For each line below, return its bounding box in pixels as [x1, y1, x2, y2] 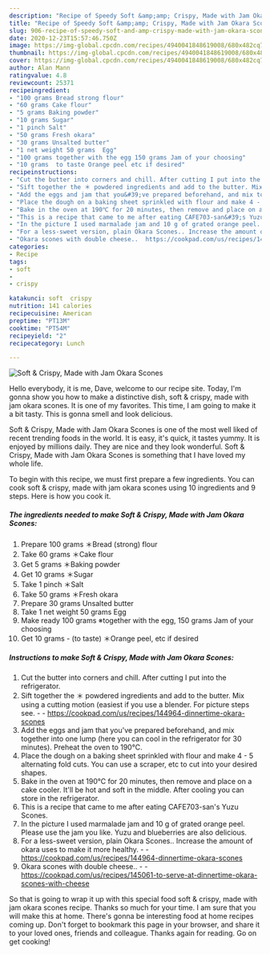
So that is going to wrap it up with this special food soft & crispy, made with [9, 895, 258, 904]
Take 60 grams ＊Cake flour [20, 550, 114, 560]
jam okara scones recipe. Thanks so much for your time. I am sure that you [9, 903, 256, 912]
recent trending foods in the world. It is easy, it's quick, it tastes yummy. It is [9, 434, 260, 443]
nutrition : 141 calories [9, 302, 92, 310]
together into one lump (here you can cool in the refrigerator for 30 [20, 734, 242, 744]
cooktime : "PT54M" [9, 324, 71, 333]
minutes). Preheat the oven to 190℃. [20, 742, 143, 752]
